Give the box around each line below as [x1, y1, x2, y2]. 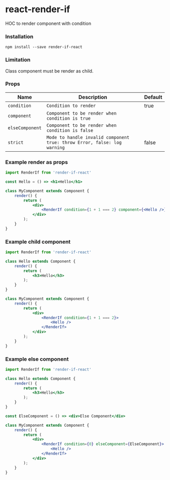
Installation [5, 33, 34, 40]
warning [46, 145, 65, 150]
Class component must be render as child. [5, 67, 94, 74]
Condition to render [46, 102, 96, 109]
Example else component [5, 355, 69, 362]
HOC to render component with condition [5, 20, 92, 26]
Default [144, 93, 162, 100]
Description [78, 93, 107, 100]
